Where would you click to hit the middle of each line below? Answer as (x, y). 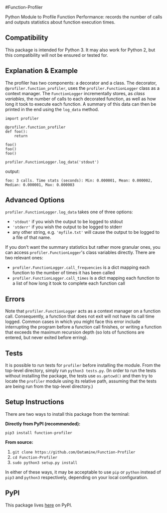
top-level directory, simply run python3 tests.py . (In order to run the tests (81, 370)
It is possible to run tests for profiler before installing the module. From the (83, 365)
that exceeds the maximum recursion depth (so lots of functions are (75, 332)
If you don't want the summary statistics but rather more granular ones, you (83, 247)
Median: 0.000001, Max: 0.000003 (40, 185)
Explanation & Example (42, 71)
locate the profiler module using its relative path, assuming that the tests (81, 381)
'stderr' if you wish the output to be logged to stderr (67, 227)
